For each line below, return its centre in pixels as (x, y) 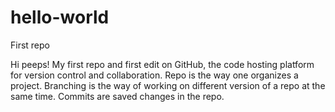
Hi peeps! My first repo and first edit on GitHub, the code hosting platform (162, 64)
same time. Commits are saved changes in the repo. (117, 96)
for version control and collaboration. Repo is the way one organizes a (154, 75)
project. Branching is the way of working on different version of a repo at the (168, 85)
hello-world (60, 17)
